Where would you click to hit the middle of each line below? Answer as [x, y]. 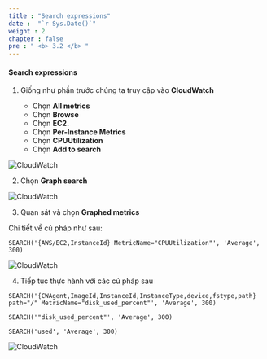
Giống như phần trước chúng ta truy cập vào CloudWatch [117, 90]
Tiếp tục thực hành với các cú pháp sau [86, 281]
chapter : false [36, 39]
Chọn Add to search [67, 149]
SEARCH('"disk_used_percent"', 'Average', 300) [91, 317]
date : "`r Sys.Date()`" [52, 24]
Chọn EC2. [51, 124]
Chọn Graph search [54, 181]
